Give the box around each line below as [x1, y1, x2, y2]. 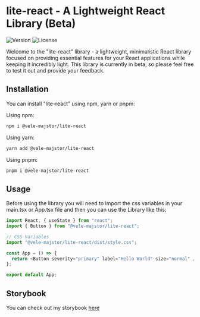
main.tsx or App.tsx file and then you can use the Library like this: [6, 206, 167, 214]
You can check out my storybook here [6, 305, 100, 311]
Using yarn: [6, 134, 35, 141]
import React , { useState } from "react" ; [6, 218, 113, 224]
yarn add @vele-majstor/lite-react [6, 145, 95, 151]
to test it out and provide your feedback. [6, 67, 105, 74]
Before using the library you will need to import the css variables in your [6, 200, 183, 207]
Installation [6, 84, 49, 95]
